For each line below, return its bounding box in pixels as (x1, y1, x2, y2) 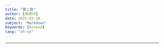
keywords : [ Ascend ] (5, 25, 45, 30)
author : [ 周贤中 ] (5, 12, 38, 16)
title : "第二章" (5, 7, 36, 12)
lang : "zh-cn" (5, 29, 34, 34)
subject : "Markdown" (5, 20, 47, 25)
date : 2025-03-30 (5, 16, 41, 21)
